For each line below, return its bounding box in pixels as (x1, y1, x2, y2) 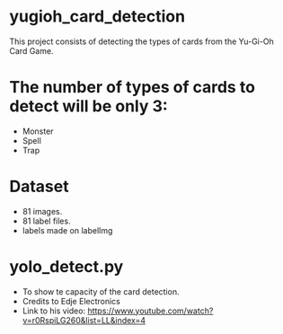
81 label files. (22, 215, 71, 226)
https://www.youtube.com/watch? (87, 305, 214, 316)
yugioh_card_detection (9, 6, 186, 27)
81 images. (22, 206, 63, 216)
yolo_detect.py (9, 257, 124, 277)
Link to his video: (22, 305, 86, 316)
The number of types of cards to (9, 77, 256, 98)
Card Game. (9, 45, 54, 56)
